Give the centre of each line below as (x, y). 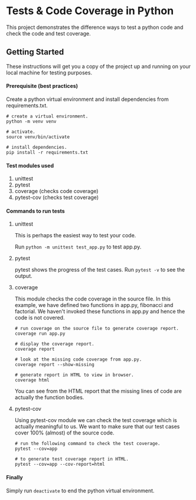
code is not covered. (40, 318)
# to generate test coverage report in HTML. (71, 459)
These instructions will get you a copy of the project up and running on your (98, 66)
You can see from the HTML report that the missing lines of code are (98, 391)
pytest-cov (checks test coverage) (57, 197)
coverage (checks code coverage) (56, 191)
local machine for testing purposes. (49, 73)
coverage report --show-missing (54, 365)
